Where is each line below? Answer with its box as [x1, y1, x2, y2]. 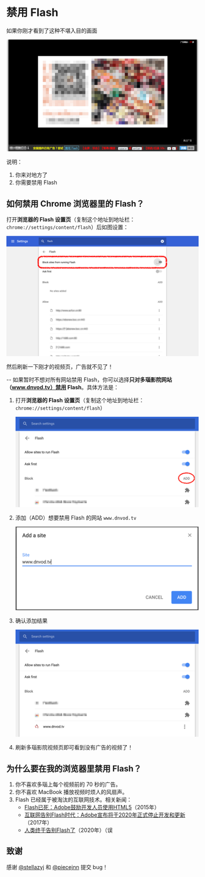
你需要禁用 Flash [15, 179, 57, 186]
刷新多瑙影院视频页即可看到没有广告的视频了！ [15, 744, 133, 751]
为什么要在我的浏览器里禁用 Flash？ [6, 763, 142, 774]
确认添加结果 [15, 617, 48, 624]
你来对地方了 [15, 171, 48, 179]
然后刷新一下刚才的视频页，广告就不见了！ [6, 363, 113, 370]
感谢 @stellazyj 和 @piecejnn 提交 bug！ [6, 863, 109, 870]
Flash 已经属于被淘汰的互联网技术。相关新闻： [15, 796, 132, 803]
